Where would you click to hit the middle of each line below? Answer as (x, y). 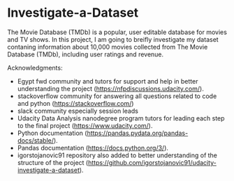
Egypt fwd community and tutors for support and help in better (108, 81)
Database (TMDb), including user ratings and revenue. (86, 54)
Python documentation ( (52, 133)
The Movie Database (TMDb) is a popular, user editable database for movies (117, 32)
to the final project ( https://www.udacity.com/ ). (85, 125)
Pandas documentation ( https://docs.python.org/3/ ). (93, 148)
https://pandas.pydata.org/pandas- (138, 133)
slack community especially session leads (78, 111)
